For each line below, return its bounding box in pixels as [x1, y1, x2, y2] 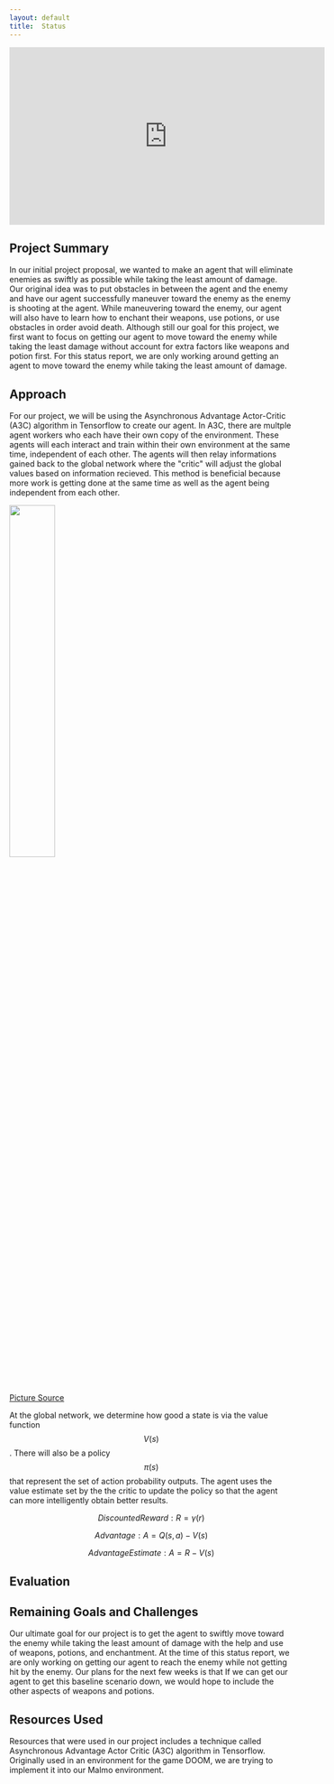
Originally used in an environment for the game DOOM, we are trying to [9, 1755, 274, 1766]
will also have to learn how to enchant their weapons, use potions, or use [9, 312, 280, 323]
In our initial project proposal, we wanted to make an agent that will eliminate [9, 264, 293, 275]
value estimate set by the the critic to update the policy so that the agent [9, 1485, 278, 1496]
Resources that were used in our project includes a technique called [9, 1736, 262, 1747]
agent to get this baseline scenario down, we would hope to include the [9, 1676, 275, 1687]
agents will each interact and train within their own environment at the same [9, 439, 291, 450]
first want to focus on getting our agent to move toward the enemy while [9, 331, 277, 343]
